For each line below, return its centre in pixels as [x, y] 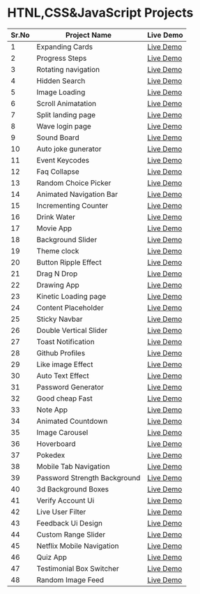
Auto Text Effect [63, 376]
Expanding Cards [64, 47]
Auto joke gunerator [69, 149]
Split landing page [66, 114]
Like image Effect [65, 364]
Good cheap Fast [64, 398]
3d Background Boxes [73, 489]
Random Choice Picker [74, 183]
